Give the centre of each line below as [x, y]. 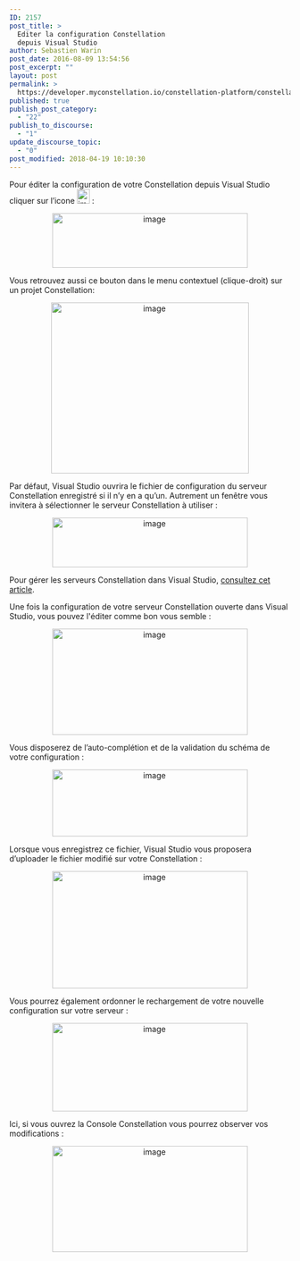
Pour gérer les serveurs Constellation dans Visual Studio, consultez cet [140, 580]
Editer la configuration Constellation [92, 34]
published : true [39, 101]
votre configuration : [47, 757]
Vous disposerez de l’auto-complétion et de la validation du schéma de [140, 747]
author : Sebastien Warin [55, 51]
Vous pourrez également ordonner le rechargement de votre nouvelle [137, 1001]
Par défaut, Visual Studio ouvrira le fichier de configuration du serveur [138, 486]
